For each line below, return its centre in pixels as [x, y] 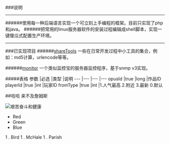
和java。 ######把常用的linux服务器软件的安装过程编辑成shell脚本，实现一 [84, 29]
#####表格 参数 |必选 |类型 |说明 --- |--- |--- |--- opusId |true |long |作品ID [83, 79]
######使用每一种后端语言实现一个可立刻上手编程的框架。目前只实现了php [84, 23]
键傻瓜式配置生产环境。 [30, 35]
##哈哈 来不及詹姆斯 [27, 96]
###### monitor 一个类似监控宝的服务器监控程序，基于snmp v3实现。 [78, 68]
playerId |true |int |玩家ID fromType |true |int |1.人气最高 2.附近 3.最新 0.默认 [84, 85]
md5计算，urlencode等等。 [42, 57]
